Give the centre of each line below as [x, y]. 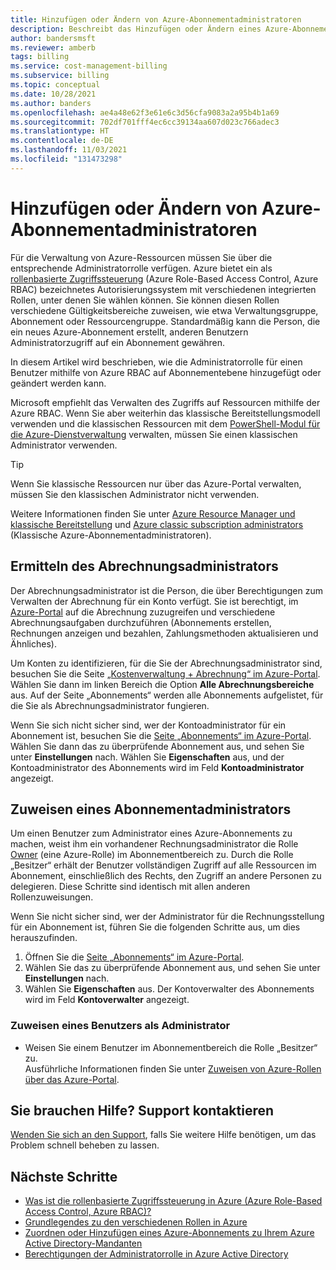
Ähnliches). [33, 643]
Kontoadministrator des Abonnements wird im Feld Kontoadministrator [157, 767]
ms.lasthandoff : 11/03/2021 [69, 150]
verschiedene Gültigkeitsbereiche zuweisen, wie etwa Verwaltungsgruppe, [164, 310]
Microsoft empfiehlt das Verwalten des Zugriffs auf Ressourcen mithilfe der [165, 402]
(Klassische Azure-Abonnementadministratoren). [111, 535]
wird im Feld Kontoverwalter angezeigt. [107, 1000]
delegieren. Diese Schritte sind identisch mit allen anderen [130, 887]
